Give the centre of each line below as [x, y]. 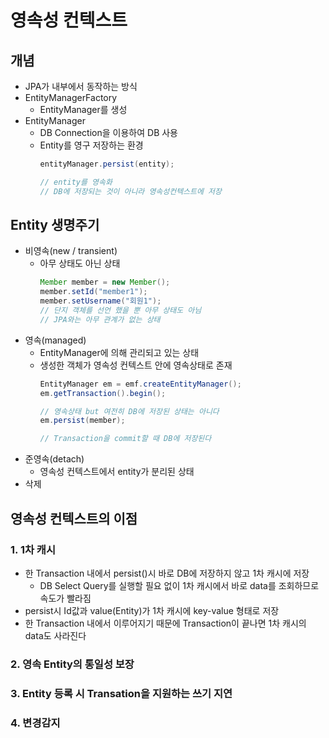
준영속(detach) [54, 459]
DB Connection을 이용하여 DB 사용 [108, 132]
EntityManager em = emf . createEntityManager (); [140, 384]
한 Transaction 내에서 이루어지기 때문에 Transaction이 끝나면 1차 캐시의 [165, 623]
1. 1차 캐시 [33, 549]
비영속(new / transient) [71, 251]
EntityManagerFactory [71, 97]
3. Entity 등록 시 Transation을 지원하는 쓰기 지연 [121, 693]
